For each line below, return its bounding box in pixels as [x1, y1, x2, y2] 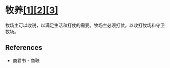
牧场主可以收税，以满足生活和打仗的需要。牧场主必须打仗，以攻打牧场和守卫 [5, 22, 165, 28]
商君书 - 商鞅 [12, 57, 40, 63]
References [5, 43, 42, 52]
